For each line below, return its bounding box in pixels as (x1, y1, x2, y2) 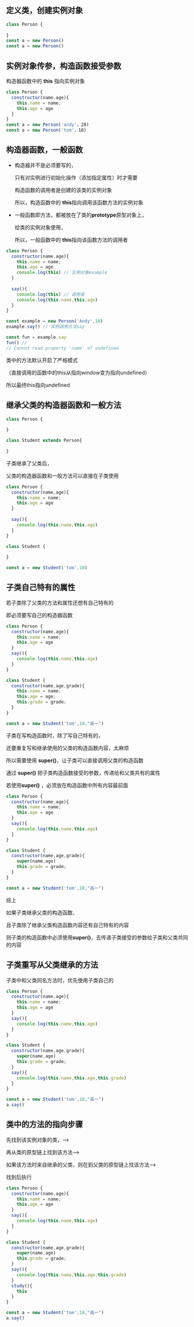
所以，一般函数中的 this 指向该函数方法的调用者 (14, 236, 129, 243)
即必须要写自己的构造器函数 (6, 611, 73, 619)
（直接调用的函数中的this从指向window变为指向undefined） (6, 369, 150, 376)
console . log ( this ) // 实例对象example (16, 270, 108, 276)
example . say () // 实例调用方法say (6, 324, 85, 330)
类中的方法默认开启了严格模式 (6, 356, 78, 364)
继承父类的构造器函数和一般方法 (6, 400, 122, 410)
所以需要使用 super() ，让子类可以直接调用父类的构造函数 (6, 757, 144, 764)
